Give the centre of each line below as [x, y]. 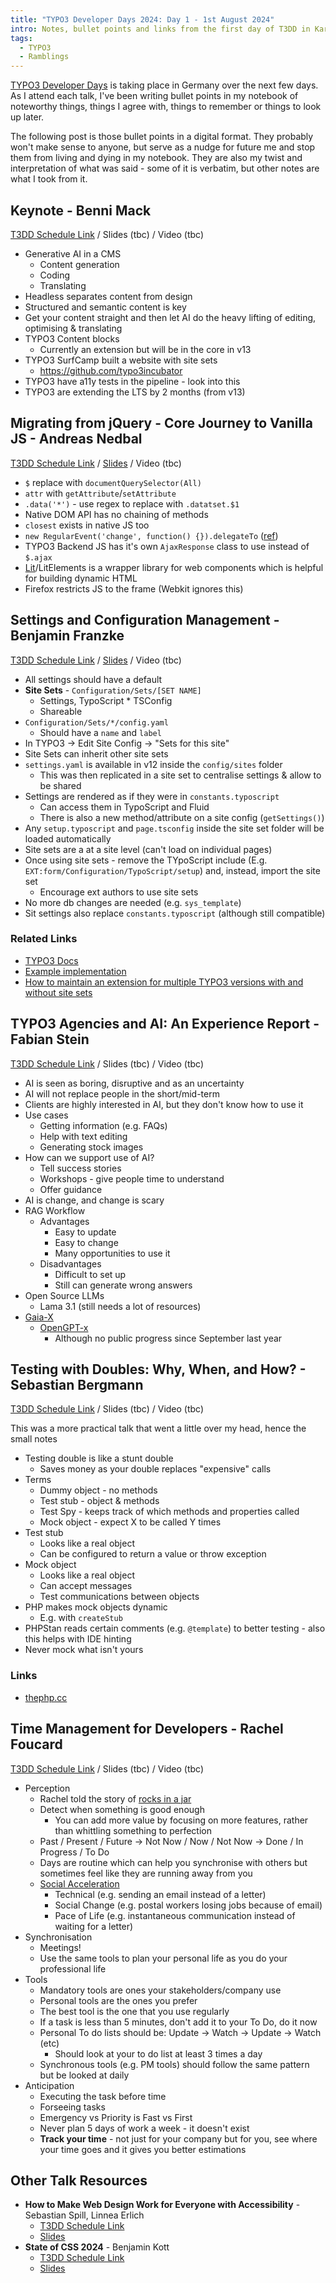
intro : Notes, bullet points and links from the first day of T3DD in [160, 29]
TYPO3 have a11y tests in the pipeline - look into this [132, 381]
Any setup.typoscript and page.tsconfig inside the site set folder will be [174, 828]
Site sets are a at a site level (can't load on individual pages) [148, 849]
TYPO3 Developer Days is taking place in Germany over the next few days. [164, 85]
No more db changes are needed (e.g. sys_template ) [133, 902]
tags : [21, 38]
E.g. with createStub [81, 1618]
